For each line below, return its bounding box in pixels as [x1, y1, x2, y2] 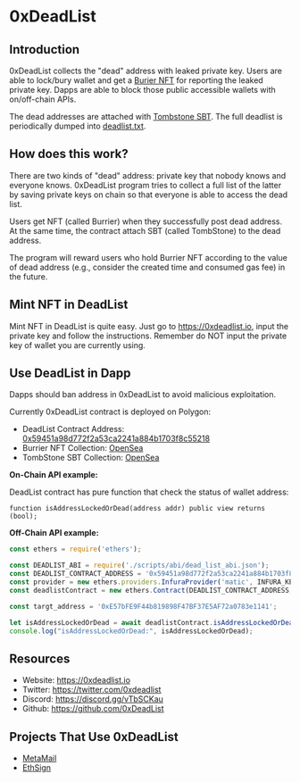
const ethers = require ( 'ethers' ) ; [9, 545, 142, 554]
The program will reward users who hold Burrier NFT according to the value [9, 252, 287, 262]
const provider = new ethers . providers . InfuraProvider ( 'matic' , [9, 578, 254, 586]
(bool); [9, 512, 38, 521]
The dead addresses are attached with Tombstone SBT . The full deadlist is [9, 112, 283, 121]
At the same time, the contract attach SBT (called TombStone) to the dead [9, 225, 281, 236]
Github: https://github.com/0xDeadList [21, 703, 164, 714]
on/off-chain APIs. [9, 94, 77, 104]
